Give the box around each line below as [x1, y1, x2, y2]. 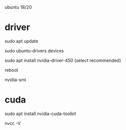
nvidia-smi [4, 77, 26, 83]
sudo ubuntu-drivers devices [4, 47, 64, 54]
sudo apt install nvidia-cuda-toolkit [4, 111, 76, 117]
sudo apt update [4, 38, 38, 44]
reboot [4, 67, 18, 73]
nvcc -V [4, 120, 21, 126]
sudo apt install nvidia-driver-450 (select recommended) [4, 57, 122, 63]
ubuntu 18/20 [4, 4, 32, 10]
